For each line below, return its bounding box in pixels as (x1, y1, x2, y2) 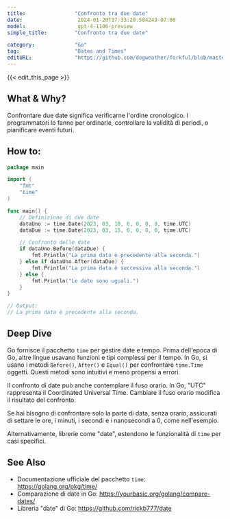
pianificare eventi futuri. (7, 125, 75, 134)
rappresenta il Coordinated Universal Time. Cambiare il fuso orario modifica (7, 388, 220, 396)
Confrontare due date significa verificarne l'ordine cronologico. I (7, 111, 189, 119)
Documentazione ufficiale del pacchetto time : (16, 474, 146, 483)
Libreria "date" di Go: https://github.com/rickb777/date (16, 504, 172, 512)
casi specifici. (7, 437, 47, 445)
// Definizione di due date (19, 214, 99, 221)
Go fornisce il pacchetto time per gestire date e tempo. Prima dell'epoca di (7, 346, 218, 354)
